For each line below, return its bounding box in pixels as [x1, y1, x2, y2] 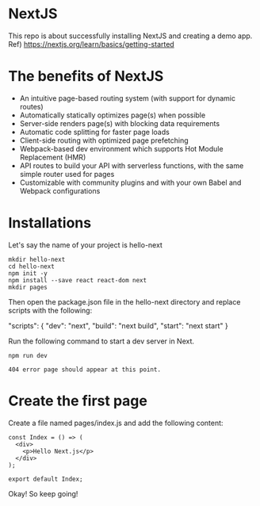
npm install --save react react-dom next [8, 276, 147, 284]
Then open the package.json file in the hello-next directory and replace [8, 297, 241, 306]
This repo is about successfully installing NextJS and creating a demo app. [8, 31, 253, 40]
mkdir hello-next [8, 255, 66, 263]
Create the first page [8, 392, 148, 409]
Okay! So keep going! [8, 489, 78, 498]
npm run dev [8, 351, 48, 359]
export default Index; [8, 475, 83, 483]
